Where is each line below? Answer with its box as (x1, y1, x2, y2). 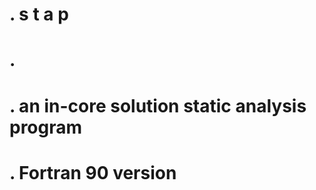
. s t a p (9, 3, 69, 26)
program (9, 116, 83, 138)
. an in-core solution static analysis (9, 94, 307, 117)
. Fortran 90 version (9, 161, 177, 184)
